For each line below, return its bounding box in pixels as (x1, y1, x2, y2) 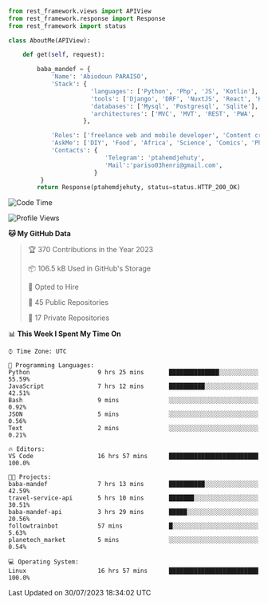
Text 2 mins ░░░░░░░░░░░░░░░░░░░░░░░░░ (8, 425, 259, 433)
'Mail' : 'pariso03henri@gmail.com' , (104, 161, 223, 169)
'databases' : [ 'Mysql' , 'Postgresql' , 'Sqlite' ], (90, 102, 259, 110)
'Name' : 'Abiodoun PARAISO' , (50, 73, 148, 81)
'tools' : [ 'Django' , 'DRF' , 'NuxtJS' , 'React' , (90, 95, 251, 103)
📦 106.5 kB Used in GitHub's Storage (27, 263, 152, 274)
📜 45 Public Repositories (27, 298, 109, 307)
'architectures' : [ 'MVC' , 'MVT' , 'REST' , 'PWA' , (90, 109, 255, 118)
